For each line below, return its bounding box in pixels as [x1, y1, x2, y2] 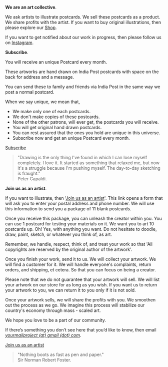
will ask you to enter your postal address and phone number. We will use [5, 200, 155, 206]
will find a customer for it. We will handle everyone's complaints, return [5, 261, 151, 267]
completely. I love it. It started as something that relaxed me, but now [17, 160, 160, 166]
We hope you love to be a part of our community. [5, 317, 106, 323]
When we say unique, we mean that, [5, 99, 80, 105]
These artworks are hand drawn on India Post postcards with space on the [5, 69, 159, 75]
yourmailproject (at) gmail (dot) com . [5, 332, 81, 338]
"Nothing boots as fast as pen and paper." [17, 351, 104, 357]
